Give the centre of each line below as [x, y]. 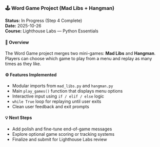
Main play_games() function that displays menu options [67, 91]
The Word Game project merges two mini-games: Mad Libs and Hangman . [80, 53]
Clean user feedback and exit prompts [50, 106]
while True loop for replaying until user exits [57, 101]
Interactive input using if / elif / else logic [58, 96]
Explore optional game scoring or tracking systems [63, 134]
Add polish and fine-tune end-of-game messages [62, 129]
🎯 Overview [17, 42]
